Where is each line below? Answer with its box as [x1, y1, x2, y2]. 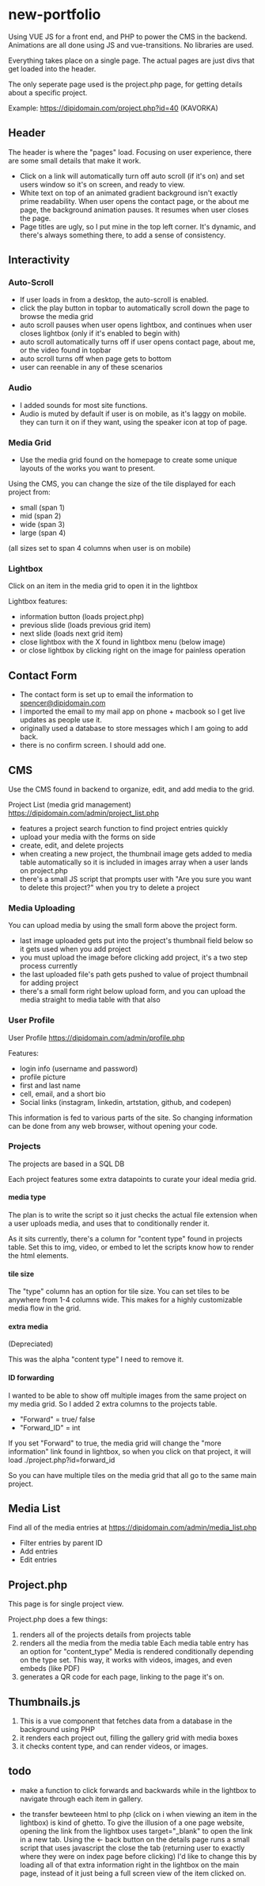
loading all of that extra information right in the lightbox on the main [19, 1860, 240, 1869]
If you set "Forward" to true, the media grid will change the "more [8, 1438, 221, 1448]
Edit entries [19, 1555, 58, 1565]
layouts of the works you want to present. [19, 464, 156, 473]
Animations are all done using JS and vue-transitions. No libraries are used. [8, 40, 255, 49]
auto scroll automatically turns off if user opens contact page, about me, [19, 337, 256, 347]
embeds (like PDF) [19, 1664, 81, 1673]
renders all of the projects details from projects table [19, 1630, 191, 1640]
